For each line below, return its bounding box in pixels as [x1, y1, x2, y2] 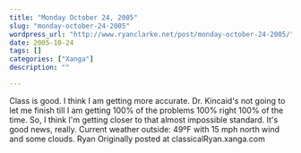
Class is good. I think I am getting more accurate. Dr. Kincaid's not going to [9, 95, 286, 106]
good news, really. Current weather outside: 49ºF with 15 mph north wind [9, 123, 280, 134]
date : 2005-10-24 [9, 38, 74, 47]
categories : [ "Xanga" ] [9, 55, 94, 64]
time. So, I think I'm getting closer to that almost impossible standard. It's [9, 114, 279, 125]
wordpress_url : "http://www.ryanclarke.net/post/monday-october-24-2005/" [9, 30, 295, 38]
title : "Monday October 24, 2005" [9, 13, 139, 22]
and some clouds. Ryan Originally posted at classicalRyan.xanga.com [9, 133, 266, 144]
